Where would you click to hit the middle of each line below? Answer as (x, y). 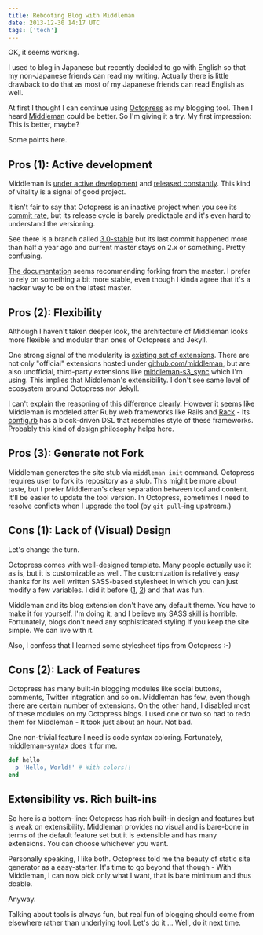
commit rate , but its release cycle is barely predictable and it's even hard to (130, 215)
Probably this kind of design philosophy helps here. (91, 429)
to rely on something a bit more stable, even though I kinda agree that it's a (130, 279)
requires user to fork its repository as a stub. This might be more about (122, 480)
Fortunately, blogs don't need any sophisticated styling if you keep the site (129, 621)
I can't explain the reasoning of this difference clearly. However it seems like (131, 403)
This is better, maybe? (44, 125)
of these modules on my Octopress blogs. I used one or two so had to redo (130, 714)
